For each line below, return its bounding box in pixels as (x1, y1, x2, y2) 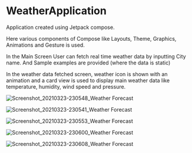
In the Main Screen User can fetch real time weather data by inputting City (6, 53, 187, 60)
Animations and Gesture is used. (6, 41, 85, 48)
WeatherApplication (6, 4, 107, 18)
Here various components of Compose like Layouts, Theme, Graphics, (6, 35, 177, 42)
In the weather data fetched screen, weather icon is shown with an (6, 70, 168, 77)
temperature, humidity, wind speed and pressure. (6, 83, 126, 90)
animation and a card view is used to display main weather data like (6, 77, 170, 84)
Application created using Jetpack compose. (6, 24, 115, 31)
